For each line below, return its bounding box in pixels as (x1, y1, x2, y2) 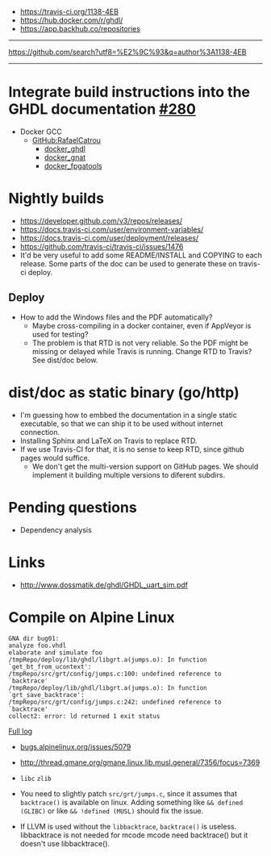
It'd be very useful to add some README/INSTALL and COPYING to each (19, 250, 262, 260)
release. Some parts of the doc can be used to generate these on (19, 258, 238, 269)
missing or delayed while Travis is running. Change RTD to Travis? (31, 346, 252, 356)
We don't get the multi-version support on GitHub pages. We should (31, 461, 259, 471)
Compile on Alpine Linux (8, 608, 175, 626)
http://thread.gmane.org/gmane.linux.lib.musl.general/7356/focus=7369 (19, 758, 261, 767)
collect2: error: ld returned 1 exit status (8, 712, 161, 720)
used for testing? (31, 329, 89, 339)
